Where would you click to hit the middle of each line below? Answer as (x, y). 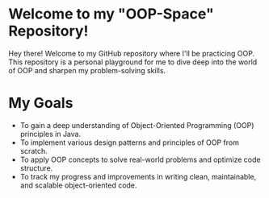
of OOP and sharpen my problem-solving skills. (87, 70)
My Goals (41, 103)
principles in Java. (50, 134)
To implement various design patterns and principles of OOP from (130, 142)
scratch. (34, 151)
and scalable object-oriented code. (78, 185)
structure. (36, 168)
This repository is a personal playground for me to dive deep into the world (133, 62)
